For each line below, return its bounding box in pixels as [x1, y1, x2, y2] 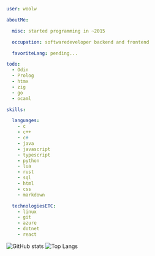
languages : [12, 117, 40, 124]
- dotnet [17, 226, 40, 232]
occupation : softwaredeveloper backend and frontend [12, 39, 149, 45]
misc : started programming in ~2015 [12, 28, 105, 34]
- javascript [17, 146, 51, 152]
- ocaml [12, 95, 32, 101]
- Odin [12, 67, 29, 73]
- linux [17, 209, 37, 215]
